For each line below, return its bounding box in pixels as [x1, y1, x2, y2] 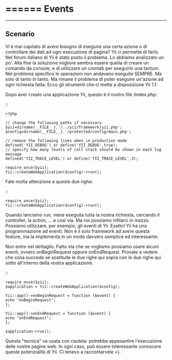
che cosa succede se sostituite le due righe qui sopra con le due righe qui [5, 254, 161, 260]
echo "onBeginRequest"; [5, 298, 56, 303]
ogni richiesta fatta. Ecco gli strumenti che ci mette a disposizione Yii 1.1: [5, 81, 158, 88]
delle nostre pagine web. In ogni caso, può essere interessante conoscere [5, 343, 161, 349]
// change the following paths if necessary [5, 120, 102, 125]
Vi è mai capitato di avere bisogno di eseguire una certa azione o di [5, 43, 147, 49]
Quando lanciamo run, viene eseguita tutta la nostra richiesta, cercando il [5, 211, 160, 218]
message [5, 152, 22, 157]
